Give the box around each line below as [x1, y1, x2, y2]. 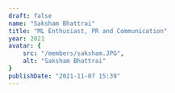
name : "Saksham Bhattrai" [8, 19, 95, 27]
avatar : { [8, 42, 42, 50]
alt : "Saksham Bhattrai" [23, 57, 106, 66]
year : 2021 [8, 34, 45, 43]
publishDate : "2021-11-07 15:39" [8, 72, 121, 80]
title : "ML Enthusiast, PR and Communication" [8, 27, 168, 35]
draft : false [8, 11, 52, 20]
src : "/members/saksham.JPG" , [23, 49, 125, 57]
